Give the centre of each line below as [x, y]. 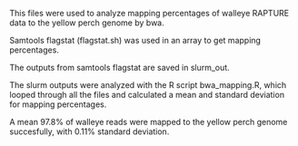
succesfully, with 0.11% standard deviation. [89, 131]
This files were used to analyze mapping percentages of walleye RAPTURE [149, 13]
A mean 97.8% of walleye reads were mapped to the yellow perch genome [149, 122]
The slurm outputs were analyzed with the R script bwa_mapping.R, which [148, 85]
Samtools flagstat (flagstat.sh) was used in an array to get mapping [135, 40]
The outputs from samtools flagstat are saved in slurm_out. [119, 68]
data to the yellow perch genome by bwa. [87, 23]
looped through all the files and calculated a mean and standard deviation [147, 95]
